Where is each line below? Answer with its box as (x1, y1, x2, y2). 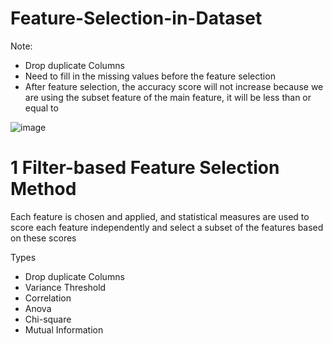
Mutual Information (24, 323, 104, 336)
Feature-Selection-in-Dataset (10, 7, 263, 30)
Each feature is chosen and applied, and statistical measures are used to (10, 210, 310, 222)
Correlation (24, 292, 72, 304)
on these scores (10, 232, 77, 244)
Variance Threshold (24, 281, 107, 293)
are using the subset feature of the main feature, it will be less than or (24, 91, 312, 103)
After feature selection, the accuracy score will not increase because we (24, 80, 324, 92)
